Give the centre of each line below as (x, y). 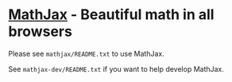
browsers (41, 31)
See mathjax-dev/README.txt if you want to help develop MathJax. (116, 68)
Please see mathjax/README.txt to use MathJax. (86, 53)
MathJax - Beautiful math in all (111, 15)
